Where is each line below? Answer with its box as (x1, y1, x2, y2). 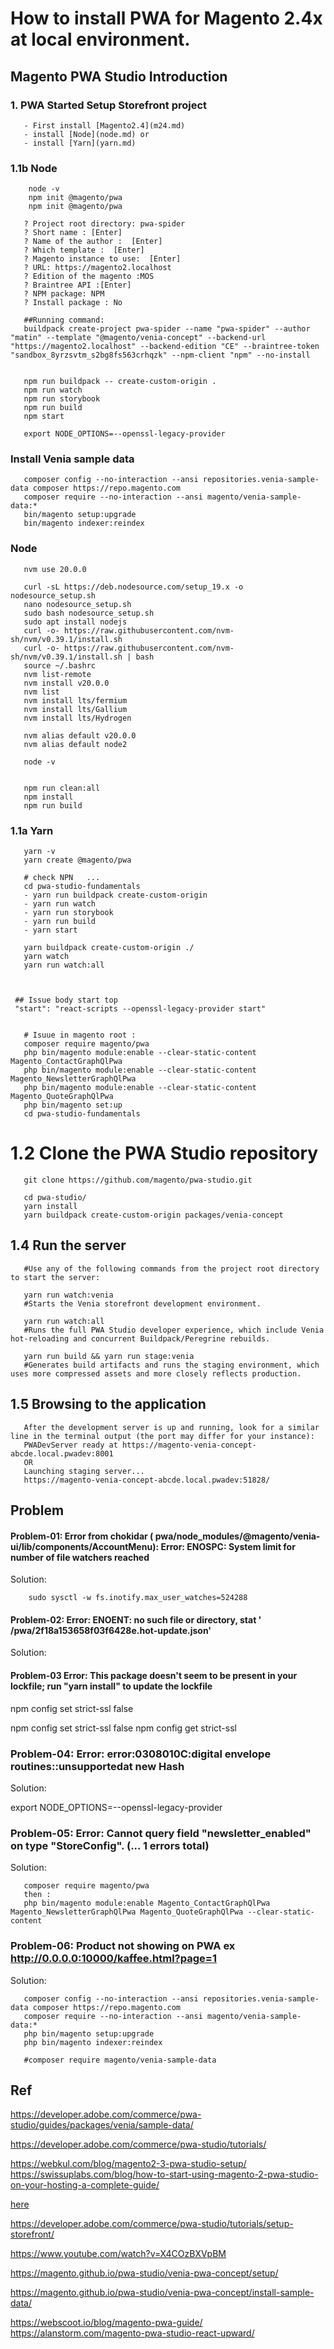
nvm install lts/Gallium (23, 704, 128, 714)
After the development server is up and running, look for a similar (23, 1422, 320, 1432)
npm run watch (23, 385, 83, 396)
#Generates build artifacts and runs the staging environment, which (23, 1360, 320, 1370)
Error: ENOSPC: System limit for (160, 1540, 296, 1552)
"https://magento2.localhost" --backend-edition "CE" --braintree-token (10, 342, 320, 352)
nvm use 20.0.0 (23, 564, 87, 574)
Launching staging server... (23, 1466, 145, 1476)
